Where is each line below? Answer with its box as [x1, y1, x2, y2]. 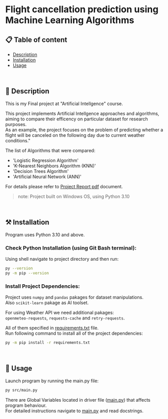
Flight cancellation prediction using [5, 4, 159, 15]
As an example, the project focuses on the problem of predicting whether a [5, 127, 163, 133]
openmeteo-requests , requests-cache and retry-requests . [5, 315, 125, 321]
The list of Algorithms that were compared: [5, 147, 95, 154]
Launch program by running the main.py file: [5, 378, 99, 384]
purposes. [5, 121, 27, 127]
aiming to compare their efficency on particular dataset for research [5, 116, 148, 122]
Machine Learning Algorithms [5, 14, 134, 26]
